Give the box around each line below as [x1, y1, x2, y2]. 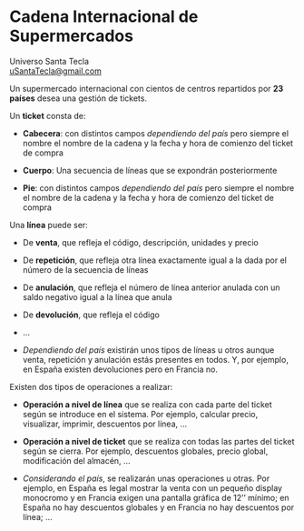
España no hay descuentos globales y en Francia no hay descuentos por [22, 502, 295, 513]
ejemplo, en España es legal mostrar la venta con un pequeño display [22, 482, 283, 493]
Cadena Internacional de [9, 6, 199, 27]
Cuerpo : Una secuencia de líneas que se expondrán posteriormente [22, 165, 278, 175]
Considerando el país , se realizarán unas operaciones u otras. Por [22, 473, 270, 484]
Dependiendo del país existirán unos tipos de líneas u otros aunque [22, 344, 275, 356]
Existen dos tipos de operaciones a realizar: [9, 381, 173, 392]
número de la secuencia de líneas [22, 264, 149, 275]
